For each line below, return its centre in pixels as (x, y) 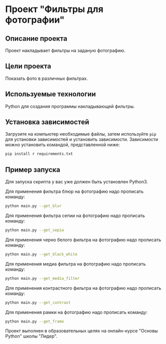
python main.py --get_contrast (38, 302)
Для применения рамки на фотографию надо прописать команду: (76, 312)
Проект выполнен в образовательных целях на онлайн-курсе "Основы (82, 331)
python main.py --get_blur (33, 206)
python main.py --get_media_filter (43, 278)
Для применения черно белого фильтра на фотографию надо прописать (83, 240)
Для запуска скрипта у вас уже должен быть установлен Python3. (77, 182)
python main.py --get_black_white (41, 254)
